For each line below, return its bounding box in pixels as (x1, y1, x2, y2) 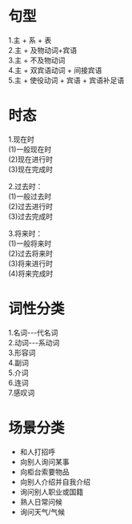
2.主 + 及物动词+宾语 (8, 45, 78, 54)
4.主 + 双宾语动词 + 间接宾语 (8, 65, 102, 75)
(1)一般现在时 (8, 144, 52, 154)
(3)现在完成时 (8, 164, 54, 174)
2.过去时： (8, 181, 43, 191)
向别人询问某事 (19, 457, 70, 466)
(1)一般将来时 (8, 238, 52, 248)
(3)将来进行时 (8, 258, 54, 268)
